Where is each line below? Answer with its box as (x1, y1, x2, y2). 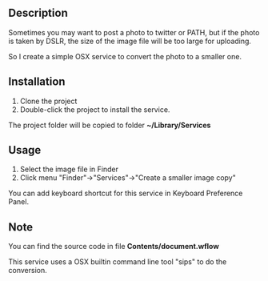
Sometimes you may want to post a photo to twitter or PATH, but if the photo (8, 27, 260, 37)
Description (8, 6, 68, 20)
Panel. (8, 197, 30, 207)
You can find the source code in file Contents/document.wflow (8, 242, 220, 251)
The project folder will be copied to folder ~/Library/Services (8, 120, 211, 130)
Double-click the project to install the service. (19, 104, 170, 114)
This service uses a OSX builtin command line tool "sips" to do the (8, 257, 227, 267)
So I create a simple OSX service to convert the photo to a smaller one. (8, 51, 242, 61)
